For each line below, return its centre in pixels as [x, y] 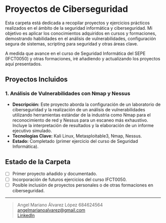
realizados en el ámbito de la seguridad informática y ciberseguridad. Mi [79, 28]
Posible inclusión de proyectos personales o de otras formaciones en [83, 185]
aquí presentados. [23, 64]
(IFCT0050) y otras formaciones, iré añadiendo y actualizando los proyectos [83, 58]
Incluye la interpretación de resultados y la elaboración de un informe [83, 125]
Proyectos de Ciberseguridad [67, 9]
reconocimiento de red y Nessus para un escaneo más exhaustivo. [80, 120]
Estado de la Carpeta [38, 162]
